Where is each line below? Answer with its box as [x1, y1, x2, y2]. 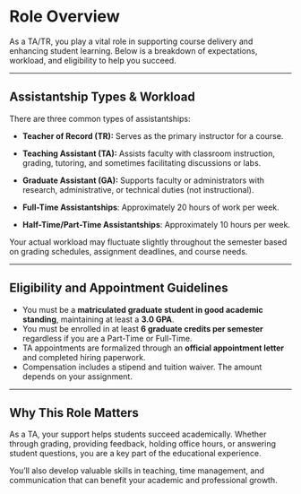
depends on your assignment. [21, 370, 133, 382]
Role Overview [9, 6, 120, 27]
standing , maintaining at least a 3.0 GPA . [21, 314, 175, 325]
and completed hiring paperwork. [21, 351, 146, 362]
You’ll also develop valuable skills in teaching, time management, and [9, 465, 264, 476]
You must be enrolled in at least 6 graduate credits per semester [21, 323, 264, 334]
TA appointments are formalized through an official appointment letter [21, 342, 285, 353]
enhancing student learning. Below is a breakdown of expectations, [9, 45, 258, 56]
